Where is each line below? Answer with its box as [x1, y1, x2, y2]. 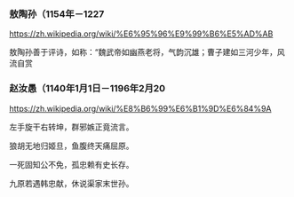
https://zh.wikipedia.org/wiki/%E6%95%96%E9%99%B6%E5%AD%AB [9, 28, 274, 39]
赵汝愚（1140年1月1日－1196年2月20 [9, 83, 166, 95]
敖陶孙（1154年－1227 [9, 7, 105, 20]
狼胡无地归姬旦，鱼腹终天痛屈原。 [9, 140, 134, 151]
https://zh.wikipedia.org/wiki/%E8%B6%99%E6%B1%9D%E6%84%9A [9, 103, 272, 114]
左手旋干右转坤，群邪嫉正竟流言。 [9, 122, 134, 132]
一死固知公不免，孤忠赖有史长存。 [9, 159, 134, 169]
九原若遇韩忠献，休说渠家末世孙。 [9, 177, 134, 188]
